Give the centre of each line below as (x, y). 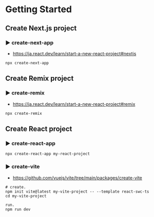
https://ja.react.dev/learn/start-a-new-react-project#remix (74, 104)
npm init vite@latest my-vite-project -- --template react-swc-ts (77, 192)
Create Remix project (40, 79)
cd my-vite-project (26, 196)
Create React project (39, 129)
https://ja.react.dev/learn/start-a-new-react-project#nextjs (74, 53)
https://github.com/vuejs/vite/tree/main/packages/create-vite (78, 178)
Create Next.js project (41, 28)
